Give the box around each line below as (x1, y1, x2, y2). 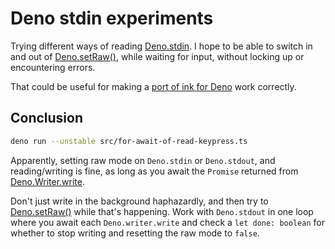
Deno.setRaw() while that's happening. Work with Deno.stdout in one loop (10, 205, 314, 217)
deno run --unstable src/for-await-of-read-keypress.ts (10, 136, 248, 146)
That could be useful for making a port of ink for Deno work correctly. (10, 80, 297, 92)
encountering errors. (10, 61, 96, 73)
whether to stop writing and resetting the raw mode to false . (10, 227, 260, 239)
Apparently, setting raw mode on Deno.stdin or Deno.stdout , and (10, 154, 276, 166)
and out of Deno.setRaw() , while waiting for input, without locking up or (10, 50, 305, 62)
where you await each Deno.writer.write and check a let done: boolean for (10, 216, 325, 228)
